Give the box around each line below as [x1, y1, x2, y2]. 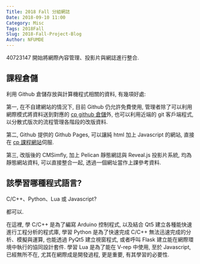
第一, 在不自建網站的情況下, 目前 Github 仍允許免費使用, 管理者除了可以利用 [6, 103, 193, 110]
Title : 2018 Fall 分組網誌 [6, 8, 70, 15]
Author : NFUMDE [6, 37, 44, 43]
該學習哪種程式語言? [6, 178, 82, 188]
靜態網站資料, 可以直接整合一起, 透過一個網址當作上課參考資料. [6, 159, 161, 166]
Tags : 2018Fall [6, 25, 44, 32]
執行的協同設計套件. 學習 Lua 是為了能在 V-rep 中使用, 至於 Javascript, [16, 243, 191, 250]
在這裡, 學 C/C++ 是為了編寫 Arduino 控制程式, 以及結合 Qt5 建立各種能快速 [6, 221, 192, 228]
